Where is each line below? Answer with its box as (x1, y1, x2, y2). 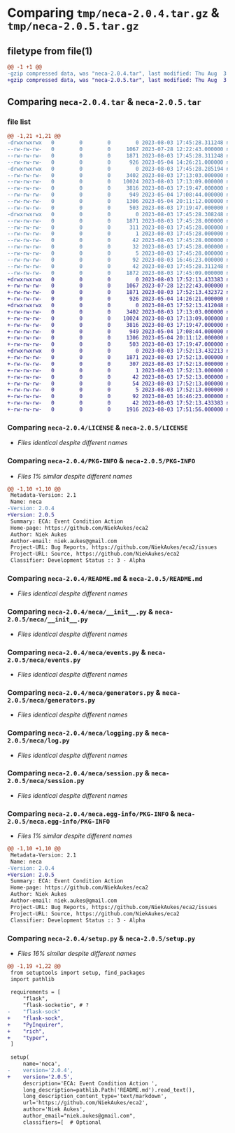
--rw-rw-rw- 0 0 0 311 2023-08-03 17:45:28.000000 (7, 224, 224, 231)
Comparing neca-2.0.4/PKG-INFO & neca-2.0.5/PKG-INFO (7, 456, 196, 466)
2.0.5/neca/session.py (7, 777, 85, 785)
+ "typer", (7, 1034, 49, 1041)
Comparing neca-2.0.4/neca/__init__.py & (7, 607, 154, 617)
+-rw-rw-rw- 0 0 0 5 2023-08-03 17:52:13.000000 (7, 386, 224, 393)
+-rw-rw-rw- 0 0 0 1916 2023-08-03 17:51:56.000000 (7, 406, 224, 414)
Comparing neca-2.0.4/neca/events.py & (7, 647, 146, 657)
